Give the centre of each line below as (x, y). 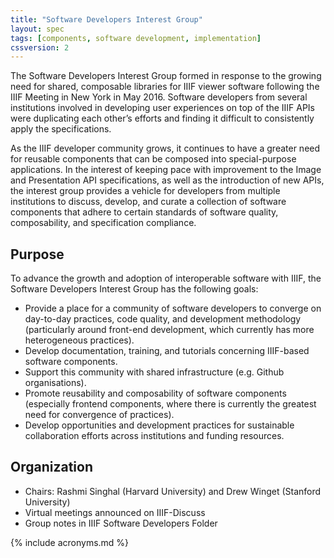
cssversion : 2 (40, 47)
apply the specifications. (61, 129)
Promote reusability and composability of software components (155, 393)
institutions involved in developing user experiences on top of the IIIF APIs (163, 108)
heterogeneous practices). (79, 340)
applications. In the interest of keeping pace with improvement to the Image (166, 170)
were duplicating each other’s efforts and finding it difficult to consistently (162, 118)
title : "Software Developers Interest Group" (106, 19)
